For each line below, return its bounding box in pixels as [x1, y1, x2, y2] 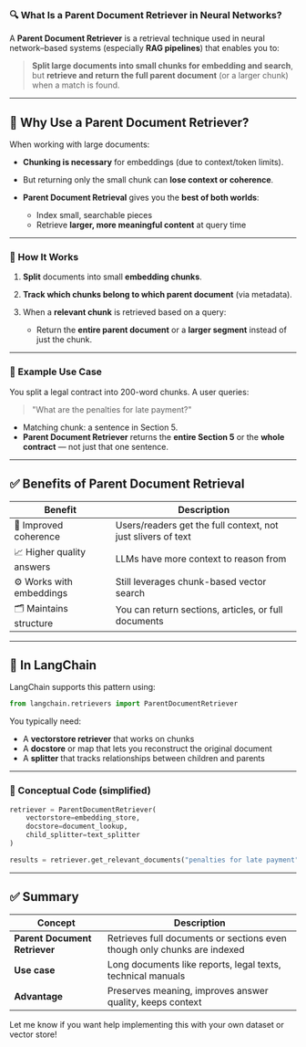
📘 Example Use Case [9, 365, 103, 378]
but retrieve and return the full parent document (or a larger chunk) [31, 70, 289, 81]
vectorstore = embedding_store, [25, 813, 141, 822]
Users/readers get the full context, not [115, 518, 280, 531]
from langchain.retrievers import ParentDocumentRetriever [9, 699, 239, 708]
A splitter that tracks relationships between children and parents [22, 753, 266, 764]
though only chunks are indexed [107, 943, 245, 956]
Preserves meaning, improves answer [107, 984, 269, 997]
